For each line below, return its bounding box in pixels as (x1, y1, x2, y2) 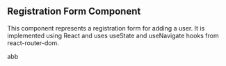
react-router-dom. (7, 38, 59, 47)
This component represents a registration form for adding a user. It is (7, 24, 205, 32)
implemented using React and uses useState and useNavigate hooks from (7, 31, 219, 40)
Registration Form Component (7, 6, 141, 17)
